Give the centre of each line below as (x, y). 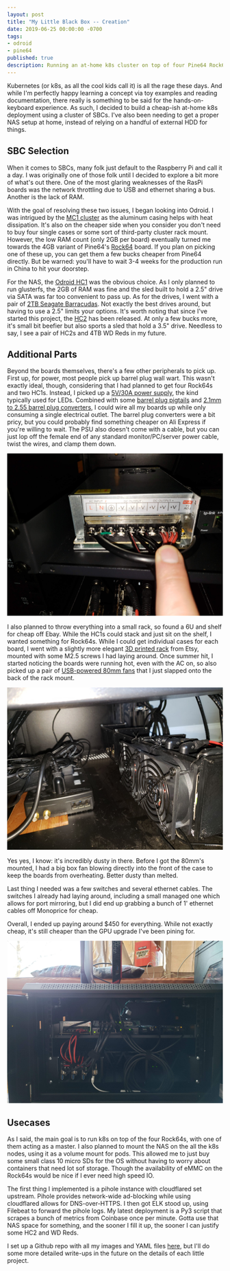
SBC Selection (38, 151)
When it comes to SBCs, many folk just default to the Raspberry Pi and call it (115, 168)
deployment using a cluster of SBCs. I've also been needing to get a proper (113, 115)
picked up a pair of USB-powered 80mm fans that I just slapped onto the (110, 671)
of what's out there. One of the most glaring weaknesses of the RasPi (105, 182)
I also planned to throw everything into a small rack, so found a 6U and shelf (115, 627)
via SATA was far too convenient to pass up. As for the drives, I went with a (113, 296)
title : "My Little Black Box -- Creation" (68, 22)
